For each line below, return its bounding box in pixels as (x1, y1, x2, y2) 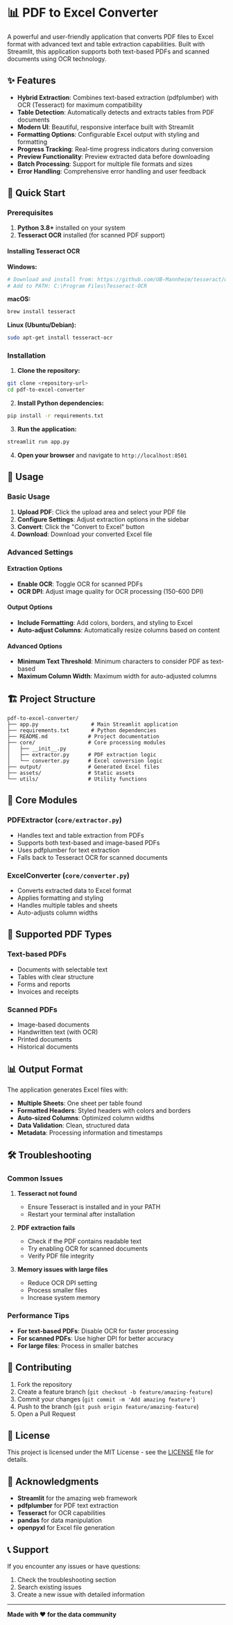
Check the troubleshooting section (17, 1575, 116, 1583)
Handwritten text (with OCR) (17, 1028, 98, 1036)
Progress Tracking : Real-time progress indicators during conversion (17, 144, 214, 153)
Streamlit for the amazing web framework (17, 1494, 137, 1503)
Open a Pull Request (17, 1410, 76, 1418)
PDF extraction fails (17, 1224, 76, 1232)
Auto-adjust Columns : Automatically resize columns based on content (17, 626, 221, 634)
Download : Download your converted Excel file (17, 530, 153, 538)
